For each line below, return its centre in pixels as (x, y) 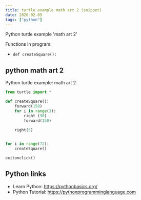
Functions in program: (28, 44)
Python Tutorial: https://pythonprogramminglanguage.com (74, 192)
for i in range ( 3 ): (35, 111)
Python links (26, 174)
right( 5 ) (24, 130)
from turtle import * (28, 92)
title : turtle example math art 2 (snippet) (54, 10)
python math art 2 (35, 70)
